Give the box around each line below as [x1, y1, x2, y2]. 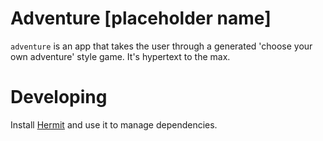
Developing [10, 86, 108, 109]
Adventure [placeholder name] [10, 7, 272, 30]
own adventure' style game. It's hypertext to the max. [10, 50, 231, 62]
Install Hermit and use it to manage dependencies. [10, 118, 218, 131]
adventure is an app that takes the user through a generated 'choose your [10, 40, 313, 52]
